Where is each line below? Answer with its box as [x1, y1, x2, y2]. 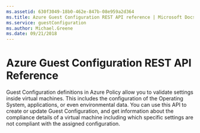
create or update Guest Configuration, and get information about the [6, 107, 174, 115]
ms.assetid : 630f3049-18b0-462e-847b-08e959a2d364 [6, 8, 135, 15]
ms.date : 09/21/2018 [6, 31, 58, 37]
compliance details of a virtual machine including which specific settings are [6, 114, 193, 121]
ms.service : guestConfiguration [6, 20, 86, 26]
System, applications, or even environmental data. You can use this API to [6, 102, 187, 109]
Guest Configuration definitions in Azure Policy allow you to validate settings [6, 88, 193, 96]
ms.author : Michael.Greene [6, 25, 73, 31]
